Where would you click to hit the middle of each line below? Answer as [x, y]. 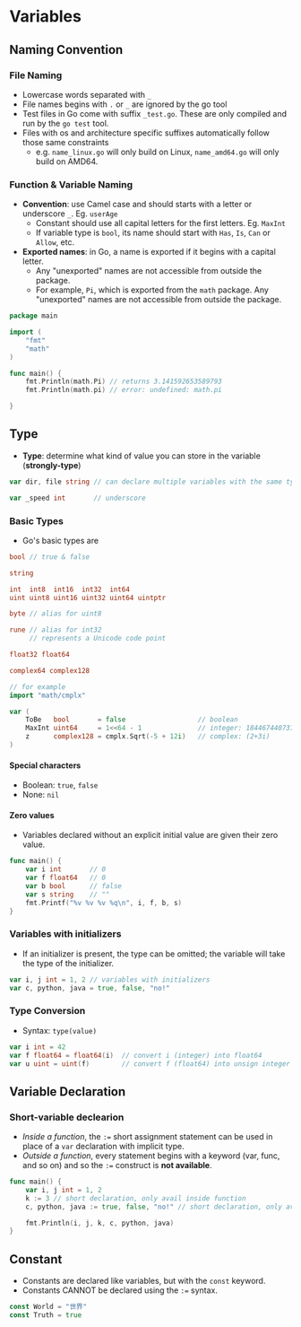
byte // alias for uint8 [56, 614]
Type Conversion [47, 1011]
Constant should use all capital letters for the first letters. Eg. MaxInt [161, 223]
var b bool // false [74, 886]
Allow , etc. [55, 242]
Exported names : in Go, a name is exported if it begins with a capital [149, 252]
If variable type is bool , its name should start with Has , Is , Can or [153, 233]
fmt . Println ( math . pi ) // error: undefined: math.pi [124, 390]
